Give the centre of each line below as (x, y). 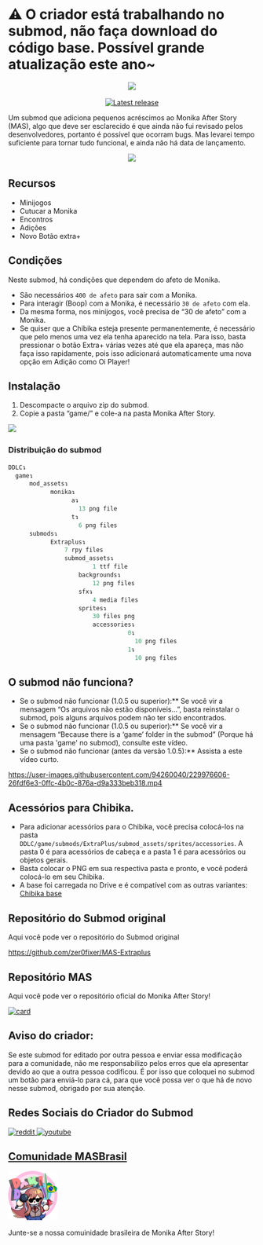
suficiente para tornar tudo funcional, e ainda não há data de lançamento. (127, 142)
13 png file (98, 509)
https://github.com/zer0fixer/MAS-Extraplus (80, 953)
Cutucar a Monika (48, 211)
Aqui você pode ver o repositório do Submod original (94, 937)
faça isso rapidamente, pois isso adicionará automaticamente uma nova (135, 353)
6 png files (98, 525)
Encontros (36, 219)
